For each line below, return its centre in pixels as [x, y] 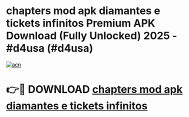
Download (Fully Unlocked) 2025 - [92, 36]
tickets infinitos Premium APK [81, 23]
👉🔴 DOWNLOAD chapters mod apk [94, 90]
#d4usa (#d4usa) [49, 49]
